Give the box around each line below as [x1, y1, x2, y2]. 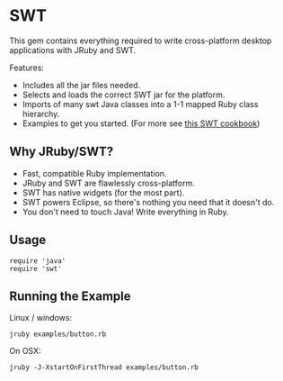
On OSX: [9, 346, 42, 357]
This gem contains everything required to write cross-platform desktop [9, 35, 272, 46]
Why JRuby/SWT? [9, 144, 114, 159]
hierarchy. [22, 108, 60, 119]
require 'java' [9, 256, 66, 266]
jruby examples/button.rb [9, 330, 106, 339]
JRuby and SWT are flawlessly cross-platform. [22, 177, 195, 188]
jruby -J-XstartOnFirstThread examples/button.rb [9, 363, 199, 372]
